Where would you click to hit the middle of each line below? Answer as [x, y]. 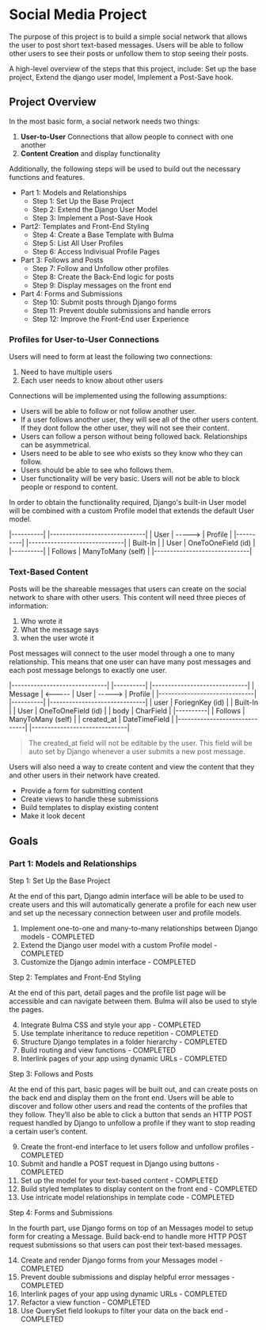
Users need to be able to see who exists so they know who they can [132, 453]
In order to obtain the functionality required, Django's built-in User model [128, 503]
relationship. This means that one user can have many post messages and [130, 662]
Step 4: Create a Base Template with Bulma [103, 235]
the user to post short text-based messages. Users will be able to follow [126, 44]
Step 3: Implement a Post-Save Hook [93, 218]
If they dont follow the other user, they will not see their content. [125, 428]
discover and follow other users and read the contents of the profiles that [128, 1106]
